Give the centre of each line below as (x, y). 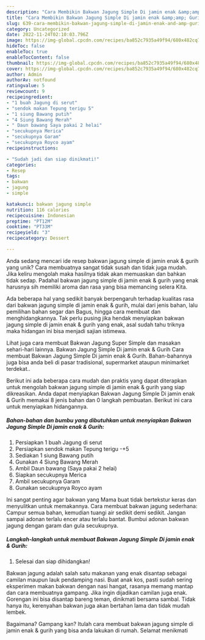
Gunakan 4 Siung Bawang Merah (57, 462)
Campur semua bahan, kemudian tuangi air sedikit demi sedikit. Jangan (96, 512)
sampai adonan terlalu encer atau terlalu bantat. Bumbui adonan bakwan (98, 519)
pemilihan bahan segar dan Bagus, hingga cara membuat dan (84, 311)
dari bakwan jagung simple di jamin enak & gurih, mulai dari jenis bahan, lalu (102, 305)
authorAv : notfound (31, 80)
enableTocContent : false (38, 57)
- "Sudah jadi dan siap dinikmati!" (53, 159)
